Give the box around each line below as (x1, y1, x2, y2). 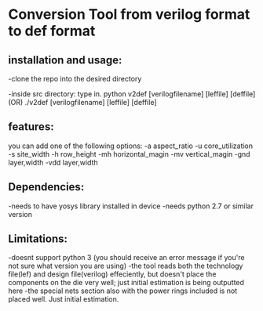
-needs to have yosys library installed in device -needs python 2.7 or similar (8, 201, 254, 211)
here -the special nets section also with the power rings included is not (8, 286, 238, 295)
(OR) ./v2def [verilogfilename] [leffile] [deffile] (8, 98, 157, 107)
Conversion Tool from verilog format (8, 5, 250, 24)
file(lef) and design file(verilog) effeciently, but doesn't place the (8, 269, 217, 279)
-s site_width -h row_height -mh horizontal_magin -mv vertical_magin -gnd (8, 149, 250, 158)
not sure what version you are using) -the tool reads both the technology (8, 261, 243, 271)
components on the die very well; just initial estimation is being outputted (8, 278, 245, 287)
